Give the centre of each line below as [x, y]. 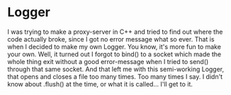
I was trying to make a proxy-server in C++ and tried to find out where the [115, 32]
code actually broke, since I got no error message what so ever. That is [111, 39]
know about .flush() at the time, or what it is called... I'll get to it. [100, 84]
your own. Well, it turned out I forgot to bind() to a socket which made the [114, 54]
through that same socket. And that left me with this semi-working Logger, [116, 69]
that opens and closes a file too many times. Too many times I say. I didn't [115, 76]
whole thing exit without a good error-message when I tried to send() [108, 61]
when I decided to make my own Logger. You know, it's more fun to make [114, 46]
